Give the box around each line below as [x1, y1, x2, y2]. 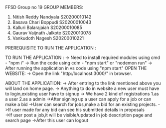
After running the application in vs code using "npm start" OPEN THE [5, 65, 147, 71]
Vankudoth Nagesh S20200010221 [12, 35, 84, 41]
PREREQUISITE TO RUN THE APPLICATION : [5, 45, 96, 50]
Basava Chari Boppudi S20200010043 [12, 19, 91, 25]
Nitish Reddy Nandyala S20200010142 [12, 14, 92, 19]
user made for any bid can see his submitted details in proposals [12, 107, 145, 112]
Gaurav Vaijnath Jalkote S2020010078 [12, 30, 91, 35]
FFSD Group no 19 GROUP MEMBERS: [5, 4, 83, 10]
